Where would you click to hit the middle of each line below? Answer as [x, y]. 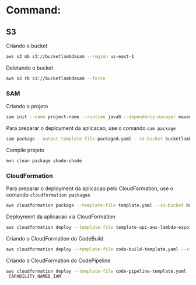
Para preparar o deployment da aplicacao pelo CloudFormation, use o [90, 188]
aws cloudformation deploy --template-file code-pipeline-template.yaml [96, 271]
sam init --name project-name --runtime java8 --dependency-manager [91, 117]
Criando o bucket [27, 46]
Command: [34, 10]
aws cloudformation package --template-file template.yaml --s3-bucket [95, 205]
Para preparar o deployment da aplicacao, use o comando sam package [91, 128]
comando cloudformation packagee [48, 194]
